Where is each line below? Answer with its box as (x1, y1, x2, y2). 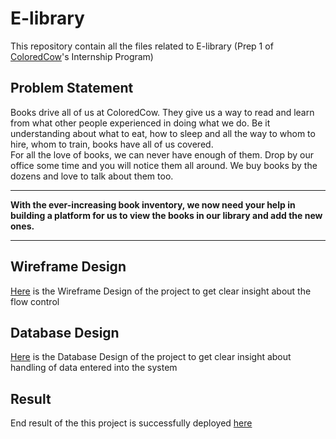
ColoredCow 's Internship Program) (10, 50, 154, 62)
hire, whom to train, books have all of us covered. (10, 138, 214, 150)
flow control (10, 295, 60, 307)
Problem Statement (10, 80, 134, 97)
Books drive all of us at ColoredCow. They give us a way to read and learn (10, 106, 315, 118)
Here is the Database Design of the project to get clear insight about (10, 351, 292, 363)
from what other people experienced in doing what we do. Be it (10, 117, 271, 129)
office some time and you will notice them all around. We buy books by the (10, 159, 318, 171)
